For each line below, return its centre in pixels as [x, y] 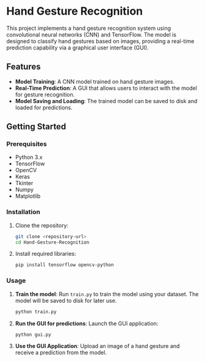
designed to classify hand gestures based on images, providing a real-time [100, 41]
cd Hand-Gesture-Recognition [52, 242]
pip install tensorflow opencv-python [64, 265]
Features [23, 67]
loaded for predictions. [44, 107]
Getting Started [36, 127]
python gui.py [33, 335]
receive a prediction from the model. [61, 353]
